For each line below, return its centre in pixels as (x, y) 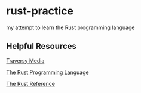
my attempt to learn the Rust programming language (70, 27)
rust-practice (40, 11)
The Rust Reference (31, 83)
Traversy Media (25, 60)
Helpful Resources (41, 46)
